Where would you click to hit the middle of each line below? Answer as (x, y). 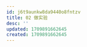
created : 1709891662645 (37, 35)
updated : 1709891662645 (37, 29)
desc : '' (17, 23)
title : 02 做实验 (27, 18)
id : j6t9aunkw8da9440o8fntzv (43, 12)
